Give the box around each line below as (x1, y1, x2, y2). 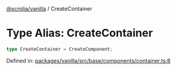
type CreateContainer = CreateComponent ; (6, 46, 113, 52)
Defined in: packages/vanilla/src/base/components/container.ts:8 (6, 57, 171, 64)
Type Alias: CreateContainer (6, 27, 153, 40)
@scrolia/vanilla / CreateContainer (6, 5, 92, 12)
